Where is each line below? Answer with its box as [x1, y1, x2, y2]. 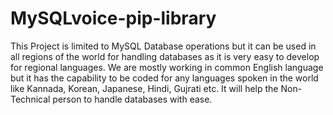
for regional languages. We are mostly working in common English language [10, 61, 324, 73]
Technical [10, 93, 51, 105]
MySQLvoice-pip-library [10, 7, 217, 30]
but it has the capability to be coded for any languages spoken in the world [10, 72, 319, 84]
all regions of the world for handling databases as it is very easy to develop [10, 50, 320, 62]
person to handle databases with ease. [52, 93, 213, 105]
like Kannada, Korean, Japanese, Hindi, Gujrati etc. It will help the [10, 82, 279, 94]
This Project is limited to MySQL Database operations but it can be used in [10, 40, 317, 52]
